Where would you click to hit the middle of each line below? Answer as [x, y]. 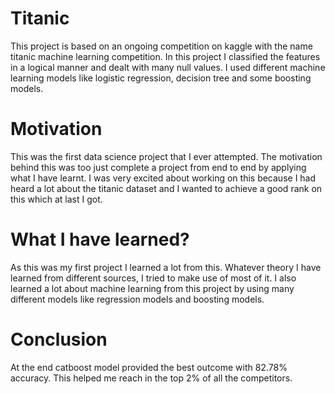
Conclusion [59, 339]
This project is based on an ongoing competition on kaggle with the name [161, 46]
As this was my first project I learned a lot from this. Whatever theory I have [166, 267]
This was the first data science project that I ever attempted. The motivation [166, 156]
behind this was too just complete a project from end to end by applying [158, 167]
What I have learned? [100, 239]
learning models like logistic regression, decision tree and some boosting [161, 78]
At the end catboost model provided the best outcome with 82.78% [149, 367]
